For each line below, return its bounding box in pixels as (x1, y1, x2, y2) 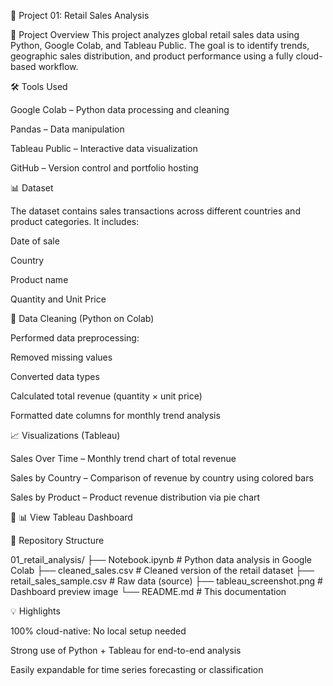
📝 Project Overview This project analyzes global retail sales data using (10, 29, 300, 40)
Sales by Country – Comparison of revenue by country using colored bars (10, 472, 314, 484)
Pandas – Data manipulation (10, 123, 125, 135)
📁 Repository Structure (10, 535, 105, 546)
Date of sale (10, 235, 60, 247)
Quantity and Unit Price (10, 293, 107, 305)
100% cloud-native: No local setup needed (10, 625, 187, 637)
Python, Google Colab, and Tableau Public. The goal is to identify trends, (10, 40, 310, 51)
